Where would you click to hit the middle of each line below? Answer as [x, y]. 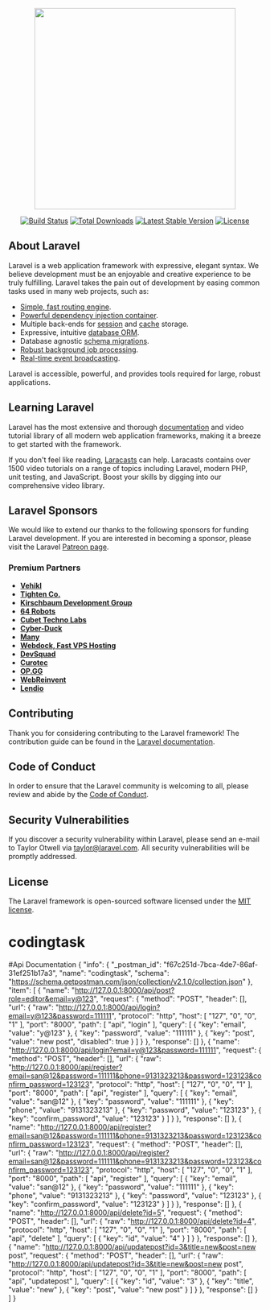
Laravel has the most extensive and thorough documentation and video [126, 427]
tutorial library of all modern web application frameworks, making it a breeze [135, 436]
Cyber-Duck [41, 628]
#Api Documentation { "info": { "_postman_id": [85, 964]
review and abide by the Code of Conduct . [78, 795]
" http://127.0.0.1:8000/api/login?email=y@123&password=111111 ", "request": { [135, 1050]
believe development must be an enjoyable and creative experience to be [130, 274]
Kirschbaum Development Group [76, 602]
